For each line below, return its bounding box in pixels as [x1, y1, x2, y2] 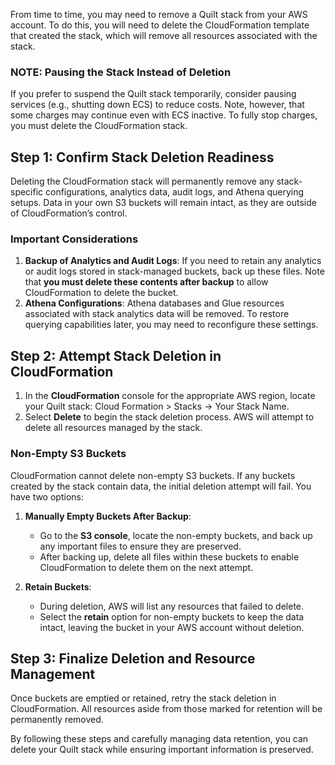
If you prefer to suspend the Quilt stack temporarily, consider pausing [10, 88, 297, 100]
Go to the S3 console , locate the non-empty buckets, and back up [39, 529, 313, 541]
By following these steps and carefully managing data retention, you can [10, 733, 309, 745]
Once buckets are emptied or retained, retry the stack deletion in [10, 692, 277, 704]
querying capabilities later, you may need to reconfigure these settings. [24, 319, 319, 331]
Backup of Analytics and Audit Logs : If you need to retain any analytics [24, 255, 322, 267]
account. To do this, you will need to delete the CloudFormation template [10, 19, 310, 31]
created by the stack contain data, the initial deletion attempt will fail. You [10, 480, 312, 492]
